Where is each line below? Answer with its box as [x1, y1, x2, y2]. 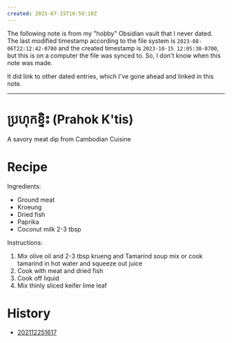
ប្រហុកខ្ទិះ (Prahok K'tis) [7, 112, 133, 127]
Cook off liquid [17, 274, 60, 282]
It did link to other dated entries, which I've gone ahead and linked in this [7, 72, 214, 80]
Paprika [17, 218, 39, 226]
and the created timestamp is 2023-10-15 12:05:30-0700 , [58, 44, 220, 52]
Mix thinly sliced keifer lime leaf [17, 281, 107, 290]
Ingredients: [7, 182, 41, 191]
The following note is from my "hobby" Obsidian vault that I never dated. [7, 29, 213, 37]
